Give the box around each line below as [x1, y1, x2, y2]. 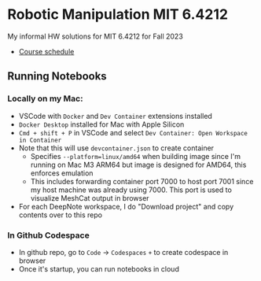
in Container [18, 136, 62, 144]
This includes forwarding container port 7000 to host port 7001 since [30, 176, 254, 186]
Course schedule [18, 46, 75, 56]
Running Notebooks [7, 69, 107, 83]
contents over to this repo [18, 210, 103, 220]
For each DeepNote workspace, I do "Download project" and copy [18, 202, 234, 211]
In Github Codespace [7, 230, 90, 241]
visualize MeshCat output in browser [30, 193, 150, 202]
